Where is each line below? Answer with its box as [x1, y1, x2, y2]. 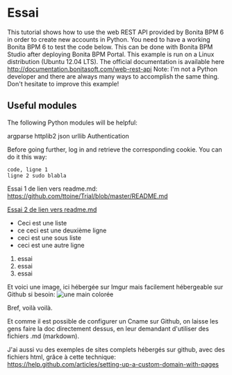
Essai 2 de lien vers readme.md [7, 205, 97, 214]
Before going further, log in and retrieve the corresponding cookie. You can [7, 145, 222, 154]
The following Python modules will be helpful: [7, 118, 138, 127]
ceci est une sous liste [17, 233, 82, 241]
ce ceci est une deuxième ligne [17, 226, 107, 234]
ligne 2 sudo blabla [7, 172, 67, 179]
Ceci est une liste [17, 218, 67, 227]
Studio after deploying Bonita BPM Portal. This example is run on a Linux [7, 50, 215, 58]
